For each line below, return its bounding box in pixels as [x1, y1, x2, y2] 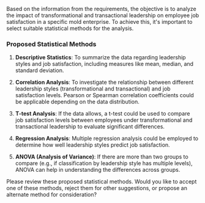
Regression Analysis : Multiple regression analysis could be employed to [15, 135, 199, 142]
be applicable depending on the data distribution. [15, 98, 140, 106]
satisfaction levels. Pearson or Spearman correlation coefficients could [15, 92, 194, 99]
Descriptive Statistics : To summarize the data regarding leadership [15, 54, 186, 61]
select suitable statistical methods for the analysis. [6, 24, 134, 32]
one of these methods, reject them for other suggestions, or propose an [6, 185, 188, 192]
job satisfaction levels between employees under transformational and [15, 116, 193, 124]
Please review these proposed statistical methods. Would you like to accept [6, 178, 197, 185]
